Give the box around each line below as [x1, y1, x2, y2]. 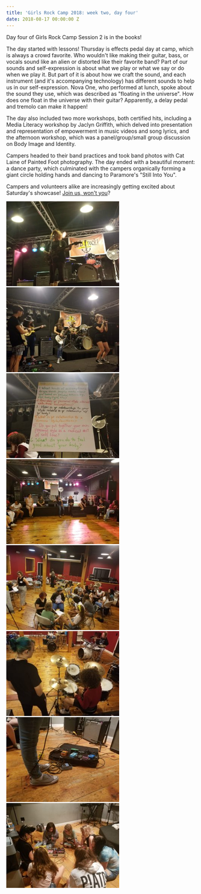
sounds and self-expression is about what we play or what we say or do [6, 64, 185, 72]
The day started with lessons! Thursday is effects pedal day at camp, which [6, 45, 194, 52]
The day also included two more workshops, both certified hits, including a [6, 115, 191, 122]
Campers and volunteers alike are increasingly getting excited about [6, 183, 175, 190]
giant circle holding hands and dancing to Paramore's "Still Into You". [6, 171, 177, 178]
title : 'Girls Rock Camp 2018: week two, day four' [6, 10, 138, 16]
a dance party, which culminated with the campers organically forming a [6, 165, 185, 172]
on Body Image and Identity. [6, 140, 76, 147]
